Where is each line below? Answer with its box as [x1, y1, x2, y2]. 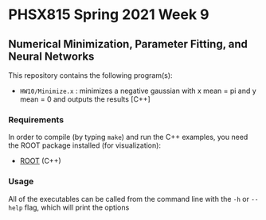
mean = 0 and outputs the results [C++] [19, 95, 151, 104]
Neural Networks [8, 49, 95, 63]
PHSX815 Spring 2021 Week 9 [8, 6, 209, 24]
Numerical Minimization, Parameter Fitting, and [8, 37, 248, 51]
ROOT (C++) [19, 156, 61, 166]
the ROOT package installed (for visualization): [8, 141, 162, 150]
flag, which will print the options [24, 203, 130, 212]
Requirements [8, 114, 65, 125]
